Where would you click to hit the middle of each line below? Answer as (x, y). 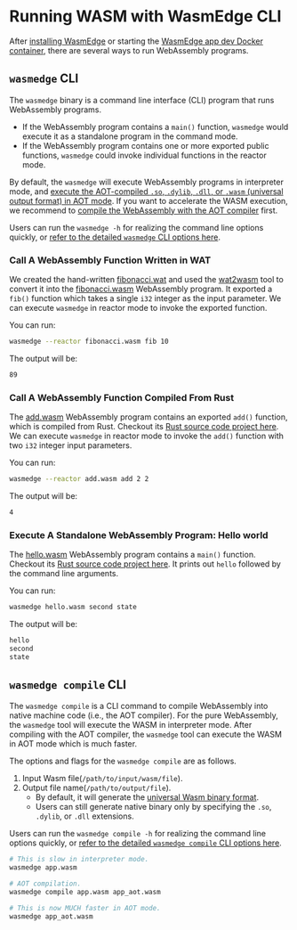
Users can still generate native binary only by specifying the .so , (153, 807)
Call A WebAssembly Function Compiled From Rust (121, 397)
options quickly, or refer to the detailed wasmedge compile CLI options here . (145, 843)
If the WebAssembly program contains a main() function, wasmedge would (155, 126)
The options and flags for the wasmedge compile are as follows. (123, 761)
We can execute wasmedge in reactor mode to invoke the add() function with (147, 436)
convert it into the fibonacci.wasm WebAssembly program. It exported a (141, 289)
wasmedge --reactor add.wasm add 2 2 (79, 479)
